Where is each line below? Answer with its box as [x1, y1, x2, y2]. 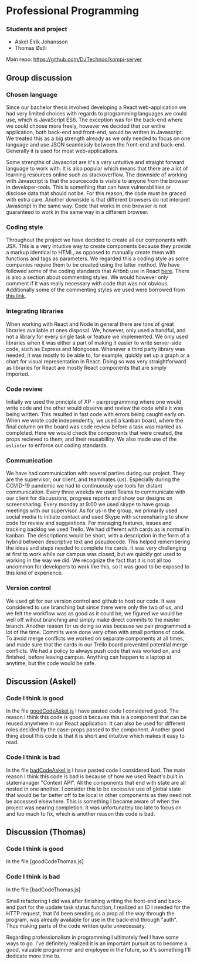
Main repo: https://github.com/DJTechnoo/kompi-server [6, 56, 142, 63]
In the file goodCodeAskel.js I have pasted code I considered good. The [6, 707, 179, 714]
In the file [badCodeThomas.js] [6, 886, 81, 893]
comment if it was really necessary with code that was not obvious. [6, 280, 169, 287]
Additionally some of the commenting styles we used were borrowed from [6, 286, 185, 294]
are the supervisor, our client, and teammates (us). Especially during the [6, 476, 181, 483]
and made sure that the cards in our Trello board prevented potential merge [6, 641, 188, 648]
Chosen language [6, 90, 57, 98]
